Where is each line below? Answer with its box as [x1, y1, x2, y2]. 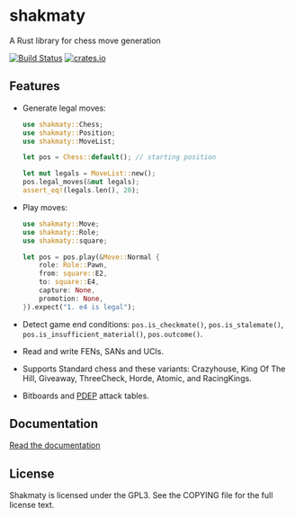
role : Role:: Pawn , [39, 261, 108, 270]
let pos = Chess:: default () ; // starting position [22, 153, 217, 162]
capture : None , [39, 286, 96, 295]
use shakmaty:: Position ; [22, 128, 116, 138]
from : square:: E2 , [39, 269, 108, 279]
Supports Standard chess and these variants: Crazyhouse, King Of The [22, 363, 286, 374]
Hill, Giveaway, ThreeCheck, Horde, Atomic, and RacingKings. [22, 372, 252, 383]
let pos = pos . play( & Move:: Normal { [22, 253, 160, 262]
